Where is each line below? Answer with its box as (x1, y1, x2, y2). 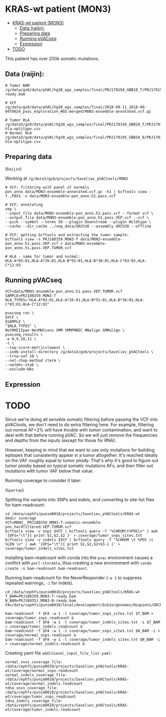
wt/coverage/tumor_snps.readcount (5, 694, 77, 699)
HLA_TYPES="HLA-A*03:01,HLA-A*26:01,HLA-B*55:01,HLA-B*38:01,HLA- (5, 298, 145, 303)
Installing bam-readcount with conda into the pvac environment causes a (5, 555, 153, 560)
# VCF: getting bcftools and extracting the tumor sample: (5, 232, 129, 238)
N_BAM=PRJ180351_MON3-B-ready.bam (5, 598, 77, 603)
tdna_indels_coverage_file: (5, 698, 63, 703)
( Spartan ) (5, 487, 24, 493)
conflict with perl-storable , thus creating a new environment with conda (5, 559, 152, 566)
